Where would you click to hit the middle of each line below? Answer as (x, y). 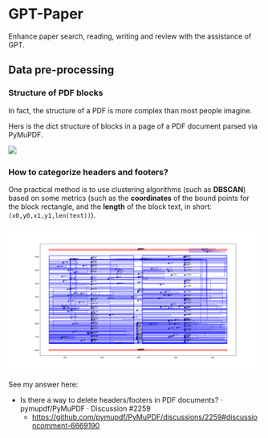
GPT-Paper (46, 14)
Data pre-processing (61, 70)
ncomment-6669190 (66, 426)
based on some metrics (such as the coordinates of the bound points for (129, 198)
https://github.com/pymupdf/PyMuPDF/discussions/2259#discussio (145, 417)
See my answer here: (43, 385)
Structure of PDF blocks (56, 93)
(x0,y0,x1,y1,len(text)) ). (52, 215)
